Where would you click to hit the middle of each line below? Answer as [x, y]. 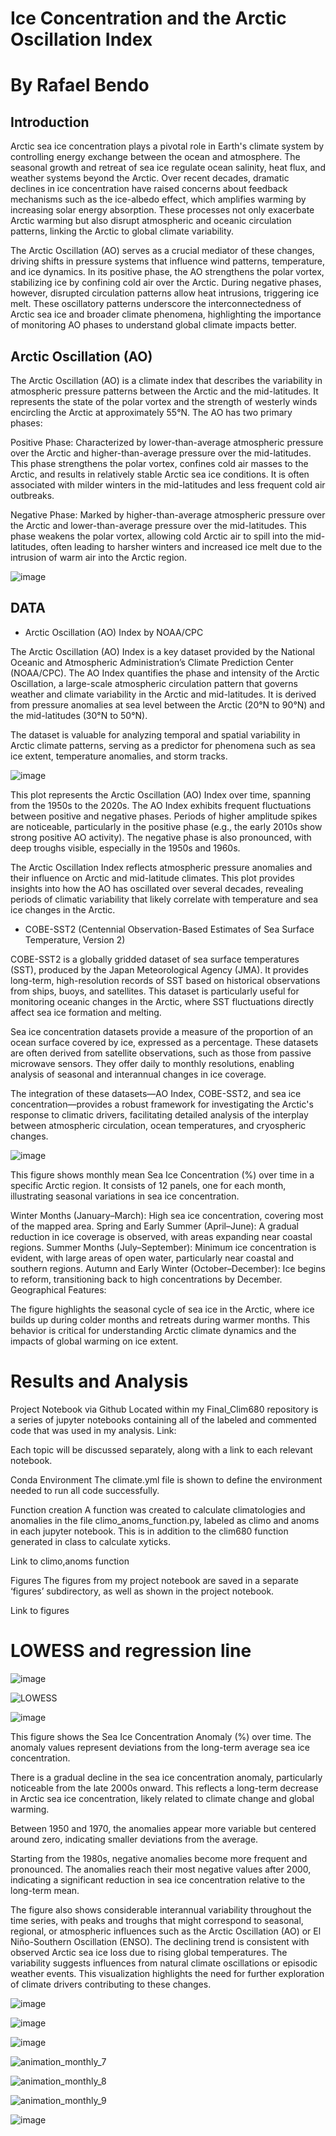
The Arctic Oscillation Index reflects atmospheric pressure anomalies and [161, 867]
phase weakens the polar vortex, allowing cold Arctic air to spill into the [157, 536]
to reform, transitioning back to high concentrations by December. [146, 1279]
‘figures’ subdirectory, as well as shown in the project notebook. [142, 1591]
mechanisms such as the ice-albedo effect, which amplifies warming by [158, 199]
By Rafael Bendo [80, 85]
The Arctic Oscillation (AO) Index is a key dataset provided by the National [162, 651]
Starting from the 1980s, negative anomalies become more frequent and [159, 1858]
